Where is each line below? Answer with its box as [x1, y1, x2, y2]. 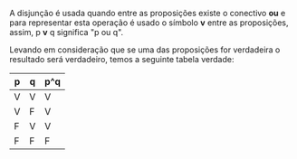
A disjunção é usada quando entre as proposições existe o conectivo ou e [9, 8, 286, 18]
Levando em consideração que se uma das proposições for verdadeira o [9, 44, 281, 55]
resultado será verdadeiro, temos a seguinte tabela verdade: [9, 54, 235, 64]
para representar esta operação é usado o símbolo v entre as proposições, [9, 17, 289, 28]
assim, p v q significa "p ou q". [9, 27, 124, 37]
